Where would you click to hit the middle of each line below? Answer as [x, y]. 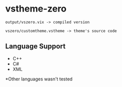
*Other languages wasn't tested [39, 79]
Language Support [36, 47]
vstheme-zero [36, 9]
